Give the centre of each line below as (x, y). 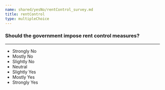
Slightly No (23, 61)
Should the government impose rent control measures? (72, 36)
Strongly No (24, 51)
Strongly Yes (25, 82)
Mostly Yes (24, 77)
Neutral (20, 67)
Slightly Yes (24, 72)
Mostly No (23, 56)
